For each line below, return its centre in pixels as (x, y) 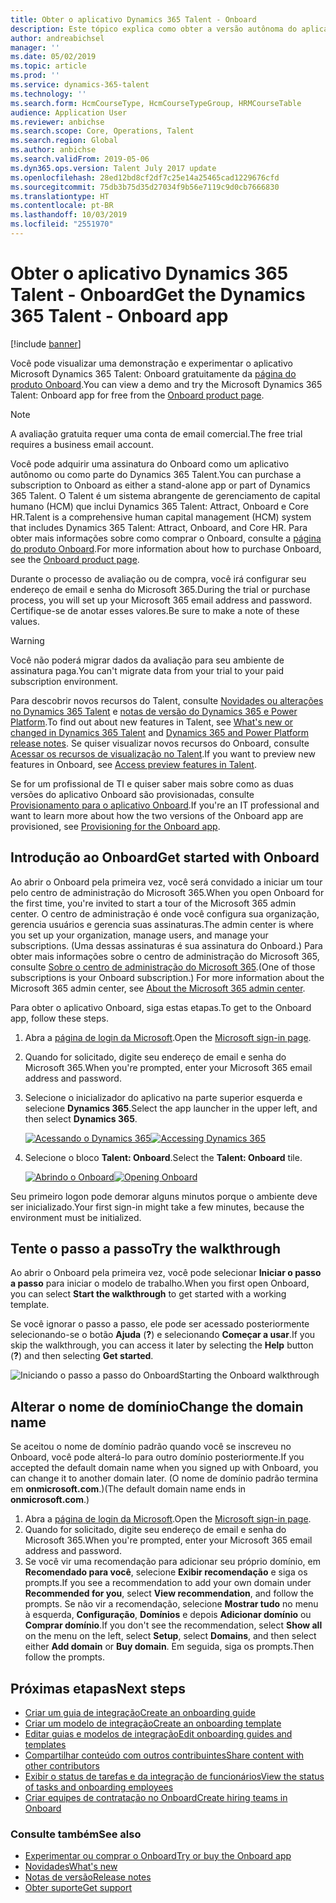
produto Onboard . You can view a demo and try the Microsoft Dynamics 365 (166, 384)
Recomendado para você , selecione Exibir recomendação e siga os (166, 1572)
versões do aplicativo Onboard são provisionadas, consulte (132, 794)
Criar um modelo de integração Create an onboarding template (153, 1723)
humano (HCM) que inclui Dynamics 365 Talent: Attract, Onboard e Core (159, 506)
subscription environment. (64, 681)
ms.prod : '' (35, 76)
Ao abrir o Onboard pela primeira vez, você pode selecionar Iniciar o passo (166, 1273)
